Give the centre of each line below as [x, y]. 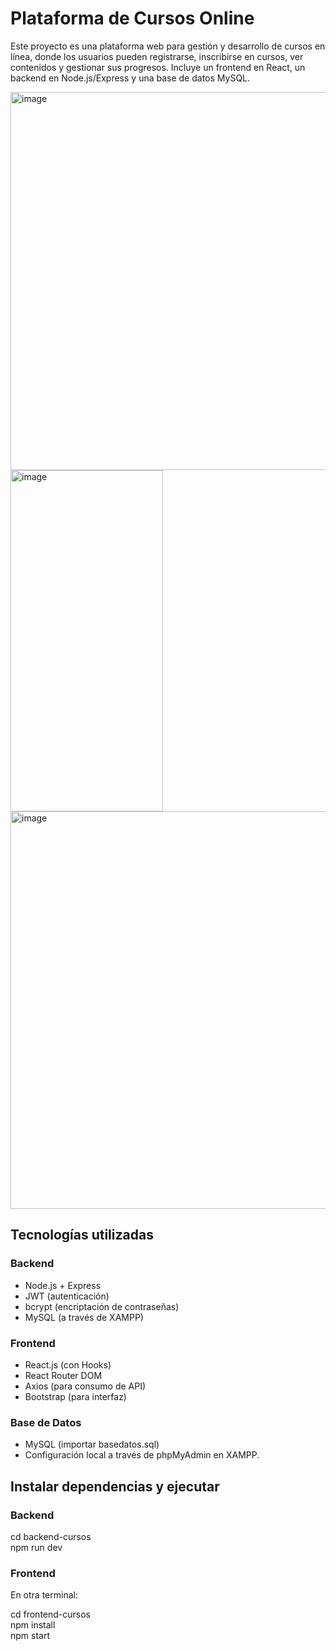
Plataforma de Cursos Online [132, 18]
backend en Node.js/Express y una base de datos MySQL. [130, 78]
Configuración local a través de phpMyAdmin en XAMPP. [142, 1455]
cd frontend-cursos [51, 1614]
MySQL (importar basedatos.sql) [92, 1444]
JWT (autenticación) [67, 1296]
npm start [30, 1636]
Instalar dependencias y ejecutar [115, 1486]
